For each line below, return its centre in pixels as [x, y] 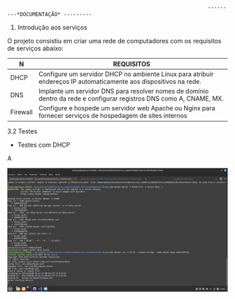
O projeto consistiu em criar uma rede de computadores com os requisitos [114, 41]
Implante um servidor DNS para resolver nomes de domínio [123, 91]
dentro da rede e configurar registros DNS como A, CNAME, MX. [131, 99]
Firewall [21, 112]
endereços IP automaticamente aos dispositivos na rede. [120, 81]
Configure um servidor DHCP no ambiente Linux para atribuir [126, 74]
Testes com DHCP [44, 145]
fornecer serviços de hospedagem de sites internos [113, 116]
